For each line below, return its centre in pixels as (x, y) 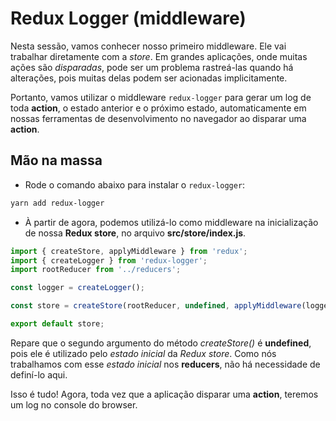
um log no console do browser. (74, 404)
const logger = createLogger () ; (77, 288)
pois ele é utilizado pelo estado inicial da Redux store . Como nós (143, 353)
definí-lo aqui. (39, 374)
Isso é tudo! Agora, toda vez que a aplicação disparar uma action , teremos (164, 394)
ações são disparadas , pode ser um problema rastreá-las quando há (152, 67)
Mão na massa (56, 160)
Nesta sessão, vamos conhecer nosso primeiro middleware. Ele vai (148, 46)
